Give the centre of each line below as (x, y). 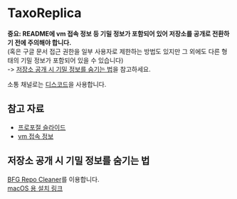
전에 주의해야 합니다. (43, 42)
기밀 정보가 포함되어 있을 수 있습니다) (72, 60)
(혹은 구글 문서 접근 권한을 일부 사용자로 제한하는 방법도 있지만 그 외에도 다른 (114, 51)
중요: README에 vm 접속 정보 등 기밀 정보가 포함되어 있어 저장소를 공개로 (109, 33)
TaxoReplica (44, 13)
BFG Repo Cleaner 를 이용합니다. (53, 179)
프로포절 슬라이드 (42, 127)
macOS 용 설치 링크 (35, 188)
